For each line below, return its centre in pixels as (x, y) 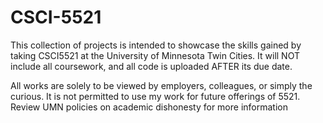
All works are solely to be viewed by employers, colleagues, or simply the (161, 85)
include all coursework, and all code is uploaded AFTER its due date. (151, 66)
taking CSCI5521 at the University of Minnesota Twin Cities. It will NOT (155, 55)
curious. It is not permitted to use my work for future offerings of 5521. (155, 96)
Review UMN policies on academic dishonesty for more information (149, 107)
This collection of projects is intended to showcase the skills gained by (156, 45)
